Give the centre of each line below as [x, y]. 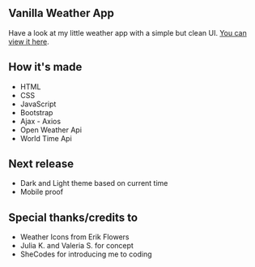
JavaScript [38, 104]
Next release [41, 164]
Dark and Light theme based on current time [94, 183]
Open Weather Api [51, 130]
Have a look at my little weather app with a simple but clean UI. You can [127, 32]
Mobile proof [41, 192]
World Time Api [46, 138]
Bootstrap [36, 112]
